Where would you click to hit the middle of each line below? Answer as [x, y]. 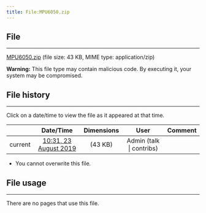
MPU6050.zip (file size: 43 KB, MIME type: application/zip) [81, 57]
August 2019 [57, 149]
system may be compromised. [44, 76]
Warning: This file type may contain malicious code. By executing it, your [99, 69]
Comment [182, 130]
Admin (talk [143, 141]
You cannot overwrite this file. [53, 163]
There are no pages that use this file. [53, 203]
